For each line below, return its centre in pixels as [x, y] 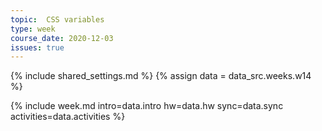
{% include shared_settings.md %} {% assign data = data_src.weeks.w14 [161, 76]
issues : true [37, 47]
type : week [33, 29]
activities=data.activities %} [68, 117]
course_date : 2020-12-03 [62, 38]
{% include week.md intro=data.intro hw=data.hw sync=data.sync [147, 106]
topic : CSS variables [57, 19]
